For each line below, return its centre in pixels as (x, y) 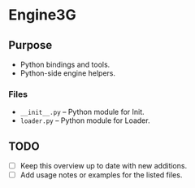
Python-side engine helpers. (68, 73)
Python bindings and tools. (65, 64)
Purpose (30, 45)
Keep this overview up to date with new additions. (104, 166)
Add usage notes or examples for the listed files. (101, 175)
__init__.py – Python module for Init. (82, 112)
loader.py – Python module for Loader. (85, 120)
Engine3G (42, 15)
